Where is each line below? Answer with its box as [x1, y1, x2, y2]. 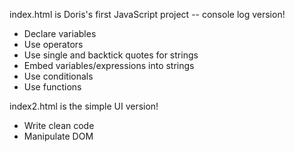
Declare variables [23, 28, 97, 39]
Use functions [23, 81, 82, 93]
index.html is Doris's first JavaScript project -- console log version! [9, 9, 286, 20]
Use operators [23, 39, 84, 50]
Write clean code [23, 120, 95, 131]
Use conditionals [23, 70, 94, 82]
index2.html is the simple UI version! [9, 100, 159, 112]
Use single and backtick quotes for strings [23, 49, 199, 61]
